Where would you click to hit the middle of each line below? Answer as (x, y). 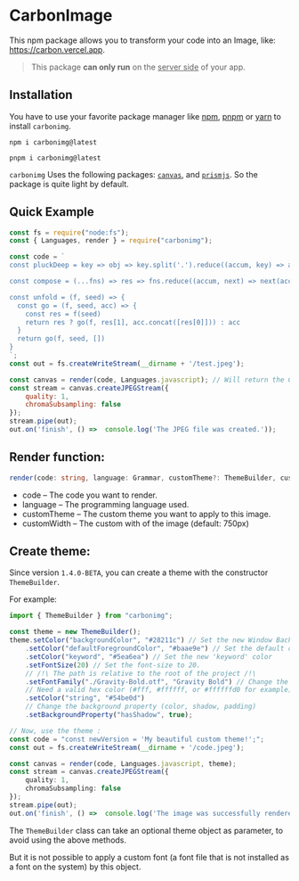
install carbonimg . (40, 126)
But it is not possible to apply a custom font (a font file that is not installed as (149, 857)
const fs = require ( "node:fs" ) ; (69, 233)
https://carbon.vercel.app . (57, 49)
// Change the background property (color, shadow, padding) (141, 707)
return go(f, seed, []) (61, 339)
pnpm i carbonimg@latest (55, 158)
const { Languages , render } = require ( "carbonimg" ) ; (111, 241)
